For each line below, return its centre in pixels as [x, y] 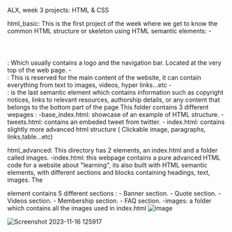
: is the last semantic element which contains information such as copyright [115, 92]
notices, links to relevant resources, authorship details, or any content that [114, 100]
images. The [25, 180]
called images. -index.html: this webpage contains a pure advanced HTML [114, 157]
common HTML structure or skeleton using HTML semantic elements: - [109, 31]
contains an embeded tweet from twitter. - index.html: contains [134, 122]
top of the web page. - [39, 70]
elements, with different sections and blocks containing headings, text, [109, 172]
